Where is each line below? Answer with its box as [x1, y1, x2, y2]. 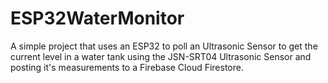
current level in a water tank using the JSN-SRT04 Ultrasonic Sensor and [10, 50, 312, 62]
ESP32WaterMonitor [10, 7, 185, 30]
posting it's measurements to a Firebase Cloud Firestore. [10, 61, 244, 73]
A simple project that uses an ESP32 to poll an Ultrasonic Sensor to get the [10, 40, 318, 52]
